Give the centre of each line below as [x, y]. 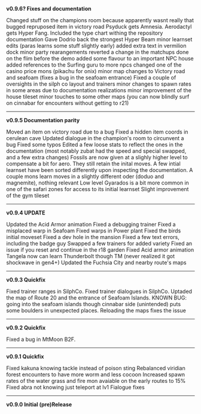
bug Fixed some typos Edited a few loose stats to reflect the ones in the [95, 144]
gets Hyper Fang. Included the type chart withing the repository [85, 33]
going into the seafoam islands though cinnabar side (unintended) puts [94, 304]
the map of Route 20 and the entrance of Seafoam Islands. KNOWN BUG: [97, 298]
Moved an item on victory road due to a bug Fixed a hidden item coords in [97, 132]
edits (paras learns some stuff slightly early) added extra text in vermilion [96, 46]
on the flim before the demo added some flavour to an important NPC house [100, 58]
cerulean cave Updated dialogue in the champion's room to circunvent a [95, 138]
